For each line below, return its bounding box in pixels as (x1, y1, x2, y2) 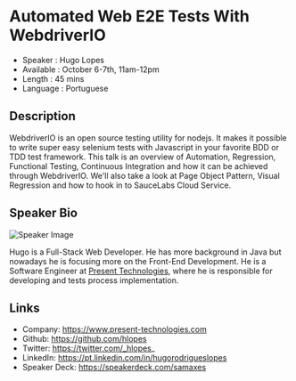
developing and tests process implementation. (9, 274, 179, 286)
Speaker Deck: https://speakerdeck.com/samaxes (21, 362, 207, 373)
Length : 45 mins (21, 73, 85, 84)
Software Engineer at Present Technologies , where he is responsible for (9, 265, 274, 276)
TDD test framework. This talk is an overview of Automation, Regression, (9, 151, 276, 162)
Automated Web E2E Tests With (9, 6, 250, 27)
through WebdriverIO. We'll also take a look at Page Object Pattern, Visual (9, 170, 281, 181)
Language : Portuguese (21, 83, 109, 93)
